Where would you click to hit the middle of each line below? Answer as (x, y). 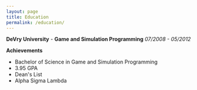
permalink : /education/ (35, 22)
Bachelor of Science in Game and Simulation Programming (86, 62)
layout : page (22, 11)
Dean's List (28, 75)
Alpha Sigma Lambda (41, 81)
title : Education (28, 17)
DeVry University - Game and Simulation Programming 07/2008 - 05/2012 (98, 39)
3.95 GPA (26, 68)
